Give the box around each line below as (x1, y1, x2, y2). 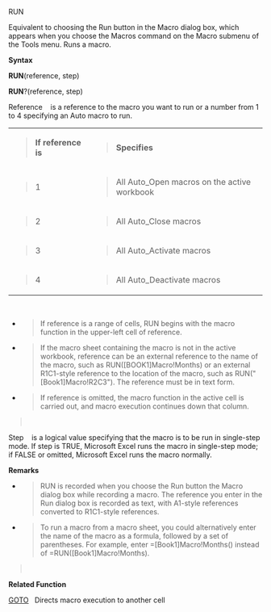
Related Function (8, 580, 67, 589)
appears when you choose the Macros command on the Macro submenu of (8, 31, 260, 40)
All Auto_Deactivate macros (115, 275, 221, 285)
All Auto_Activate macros (115, 245, 211, 256)
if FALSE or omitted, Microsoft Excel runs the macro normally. (8, 450, 212, 459)
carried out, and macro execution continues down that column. (40, 401, 250, 411)
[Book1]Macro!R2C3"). (40, 377, 115, 387)
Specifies (115, 142, 153, 153)
